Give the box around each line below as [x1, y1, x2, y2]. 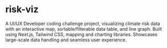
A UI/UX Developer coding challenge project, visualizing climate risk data [5, 20, 160, 27]
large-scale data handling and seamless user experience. [5, 37, 127, 43]
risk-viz [5, 4, 39, 15]
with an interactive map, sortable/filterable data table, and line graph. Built [5, 26, 162, 32]
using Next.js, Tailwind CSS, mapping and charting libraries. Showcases [5, 31, 158, 37]
